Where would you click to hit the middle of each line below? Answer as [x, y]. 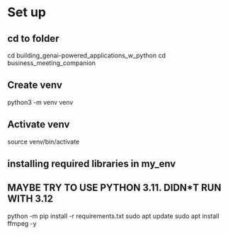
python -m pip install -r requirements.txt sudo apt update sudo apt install [113, 216]
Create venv [35, 85]
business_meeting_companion [52, 63]
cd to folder [33, 39]
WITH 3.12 [30, 199]
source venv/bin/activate [44, 142]
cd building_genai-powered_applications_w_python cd [87, 55]
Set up [27, 12]
